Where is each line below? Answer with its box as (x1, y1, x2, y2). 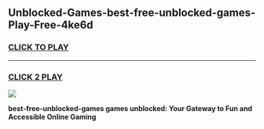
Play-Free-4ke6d (8, 19, 93, 32)
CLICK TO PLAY (8, 42, 69, 53)
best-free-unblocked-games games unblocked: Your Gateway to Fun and (8, 103, 253, 113)
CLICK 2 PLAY (8, 71, 63, 82)
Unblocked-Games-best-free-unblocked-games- (8, 6, 256, 20)
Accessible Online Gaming (8, 112, 97, 121)
